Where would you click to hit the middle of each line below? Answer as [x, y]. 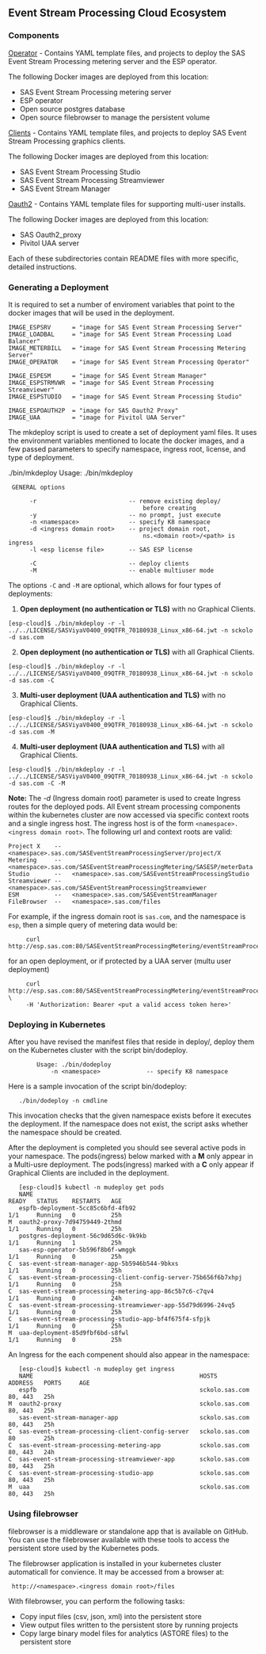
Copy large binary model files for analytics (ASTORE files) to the [124, 1633]
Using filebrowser [44, 1514]
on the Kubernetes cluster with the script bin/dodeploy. [98, 1050]
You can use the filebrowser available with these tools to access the [119, 1539]
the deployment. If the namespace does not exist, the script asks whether [128, 1124]
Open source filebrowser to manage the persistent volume [115, 117]
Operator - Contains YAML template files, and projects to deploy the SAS [127, 53]
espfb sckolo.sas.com [134, 1390]
